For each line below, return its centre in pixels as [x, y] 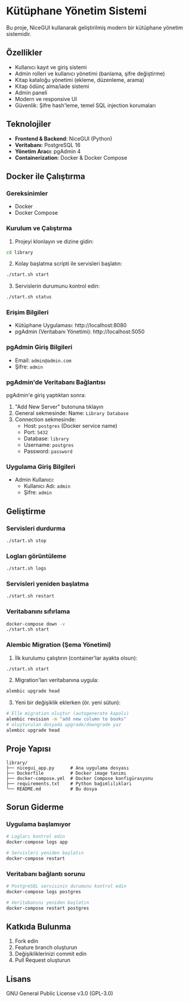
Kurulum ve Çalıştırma [39, 229]
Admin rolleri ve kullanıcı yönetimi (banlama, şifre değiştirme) [90, 74]
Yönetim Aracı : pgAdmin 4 [48, 151]
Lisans [19, 979]
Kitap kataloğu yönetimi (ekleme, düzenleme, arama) [80, 80]
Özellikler [24, 53]
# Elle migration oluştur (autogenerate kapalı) [68, 714]
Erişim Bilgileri [27, 312]
